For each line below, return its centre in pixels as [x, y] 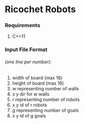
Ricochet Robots [40, 9]
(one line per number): [28, 62]
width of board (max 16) [37, 78]
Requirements [23, 26]
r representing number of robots [46, 99]
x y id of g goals [29, 115]
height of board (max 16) [38, 83]
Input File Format [26, 49]
